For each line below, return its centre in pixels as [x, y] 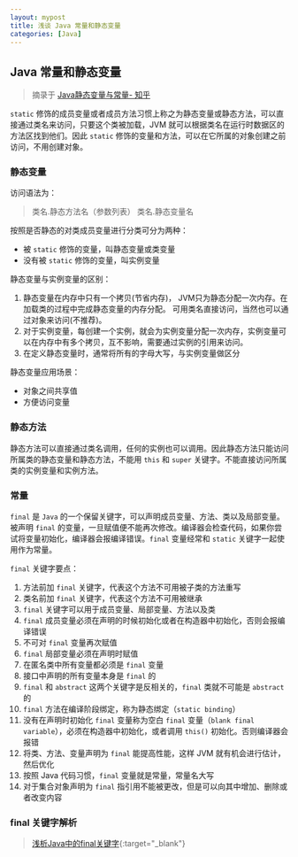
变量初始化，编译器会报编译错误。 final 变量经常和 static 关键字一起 [151, 539]
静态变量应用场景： [45, 372]
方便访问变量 [46, 402]
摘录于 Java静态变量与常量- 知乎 [91, 95]
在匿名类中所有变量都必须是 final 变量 [93, 665]
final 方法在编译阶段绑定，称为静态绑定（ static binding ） [131, 709]
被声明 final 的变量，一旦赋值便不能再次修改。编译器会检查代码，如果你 [142, 528]
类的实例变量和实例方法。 [57, 470]
